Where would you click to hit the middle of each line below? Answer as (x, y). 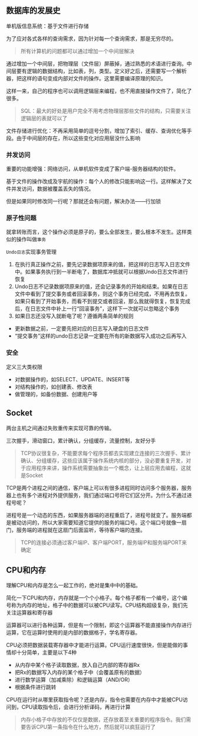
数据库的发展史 (33, 11)
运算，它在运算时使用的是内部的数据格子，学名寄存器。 (73, 633)
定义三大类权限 (24, 367)
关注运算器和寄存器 (29, 613)
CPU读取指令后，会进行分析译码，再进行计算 (76, 707)
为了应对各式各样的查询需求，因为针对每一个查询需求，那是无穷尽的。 (91, 38)
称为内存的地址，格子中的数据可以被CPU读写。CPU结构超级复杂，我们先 (100, 605)
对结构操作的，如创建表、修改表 (53, 387)
